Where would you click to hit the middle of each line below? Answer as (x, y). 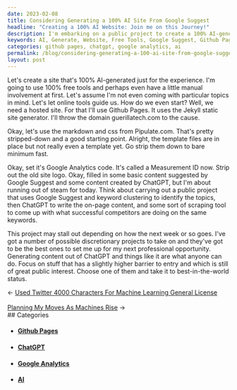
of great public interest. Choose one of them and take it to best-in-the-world (118, 271)
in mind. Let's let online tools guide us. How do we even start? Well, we (110, 102)
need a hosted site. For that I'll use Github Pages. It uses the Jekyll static (113, 110)
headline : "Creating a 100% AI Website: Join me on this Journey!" (109, 27)
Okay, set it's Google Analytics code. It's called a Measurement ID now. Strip (119, 167)
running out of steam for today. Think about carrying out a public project (113, 190)
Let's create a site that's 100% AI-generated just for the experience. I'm (111, 80)
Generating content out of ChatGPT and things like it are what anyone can (115, 256)
